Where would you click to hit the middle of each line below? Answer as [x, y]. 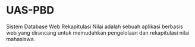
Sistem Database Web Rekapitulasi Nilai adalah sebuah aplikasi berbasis [95, 26]
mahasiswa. [21, 39]
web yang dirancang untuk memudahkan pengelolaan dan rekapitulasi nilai [98, 32]
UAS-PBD [30, 10]
